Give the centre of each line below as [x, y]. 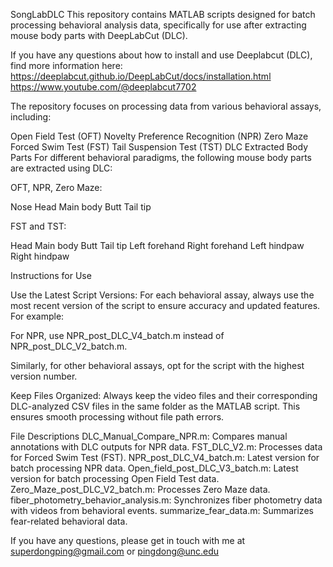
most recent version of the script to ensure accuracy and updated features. [165, 305]
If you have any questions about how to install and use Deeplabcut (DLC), [161, 55]
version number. [44, 376]
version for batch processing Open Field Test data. [115, 478]
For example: [37, 316]
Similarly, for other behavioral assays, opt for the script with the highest [157, 365]
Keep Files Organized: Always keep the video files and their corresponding [164, 395]
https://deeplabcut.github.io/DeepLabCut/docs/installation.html [141, 76]
